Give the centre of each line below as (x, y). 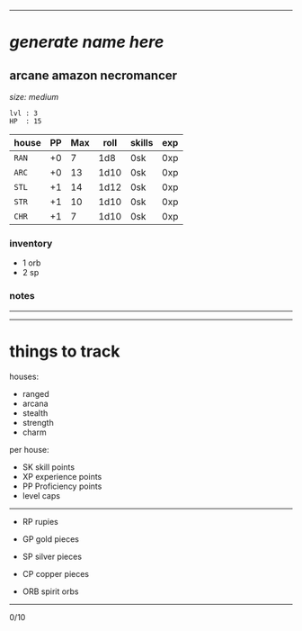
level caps (41, 495)
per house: (29, 449)
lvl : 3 (24, 113)
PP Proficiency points (62, 486)
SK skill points (48, 467)
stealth (35, 413)
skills (142, 143)
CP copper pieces (56, 573)
